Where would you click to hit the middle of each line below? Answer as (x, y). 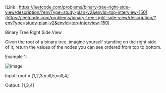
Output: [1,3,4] (20, 85)
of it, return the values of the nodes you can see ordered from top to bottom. (83, 47)
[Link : (12, 7)
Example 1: (16, 57)
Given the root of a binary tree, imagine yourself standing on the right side (81, 42)
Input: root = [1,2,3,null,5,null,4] (37, 76)
